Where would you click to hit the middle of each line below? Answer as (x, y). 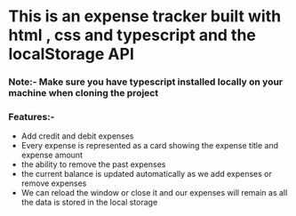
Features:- (32, 117)
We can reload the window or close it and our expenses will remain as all (154, 193)
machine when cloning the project (84, 93)
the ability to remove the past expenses (93, 164)
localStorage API (72, 54)
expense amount (52, 155)
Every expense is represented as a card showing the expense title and (150, 146)
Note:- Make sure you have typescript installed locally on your (146, 82)
